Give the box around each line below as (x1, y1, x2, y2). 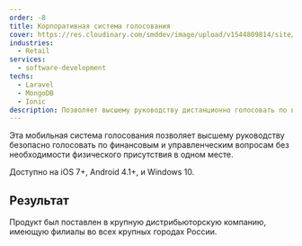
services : (9, 55, 47, 64)
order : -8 (9, 13, 47, 23)
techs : (9, 72, 34, 81)
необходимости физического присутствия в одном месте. (9, 150, 234, 160)
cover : (9, 30, 34, 39)
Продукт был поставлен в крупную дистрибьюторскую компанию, (9, 217, 267, 228)
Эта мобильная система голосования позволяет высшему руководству (9, 130, 285, 141)
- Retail (17, 47, 50, 56)
